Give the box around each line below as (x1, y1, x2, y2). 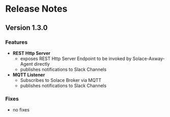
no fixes (12, 107, 29, 113)
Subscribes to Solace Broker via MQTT (20, 77, 101, 83)
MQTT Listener (12, 72, 45, 78)
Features (5, 39, 28, 46)
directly (33, 61, 50, 67)
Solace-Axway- (132, 55, 165, 62)
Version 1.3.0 (5, 23, 48, 32)
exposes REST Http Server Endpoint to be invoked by (20, 55, 132, 62)
